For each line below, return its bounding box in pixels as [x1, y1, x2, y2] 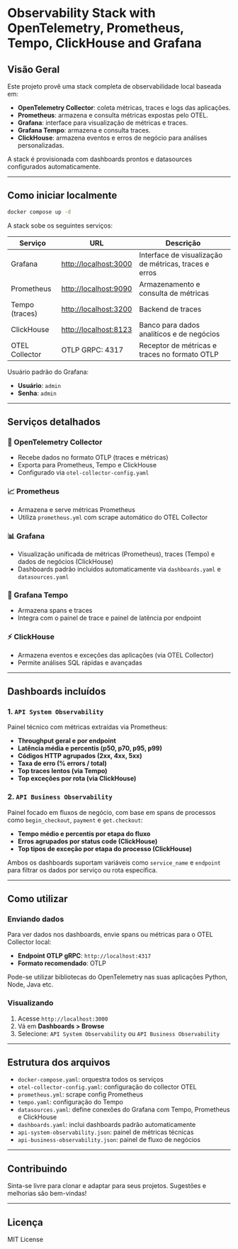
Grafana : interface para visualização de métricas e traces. [17, 118, 188, 127]
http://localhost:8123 [61, 324, 132, 334]
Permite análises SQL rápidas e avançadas [17, 658, 143, 667]
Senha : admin [17, 389, 57, 397]
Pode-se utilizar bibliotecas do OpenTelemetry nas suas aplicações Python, [7, 973, 228, 982]
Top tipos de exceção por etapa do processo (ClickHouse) [17, 844, 193, 853]
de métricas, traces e [139, 259, 210, 269]
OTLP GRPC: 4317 [61, 345, 124, 355]
